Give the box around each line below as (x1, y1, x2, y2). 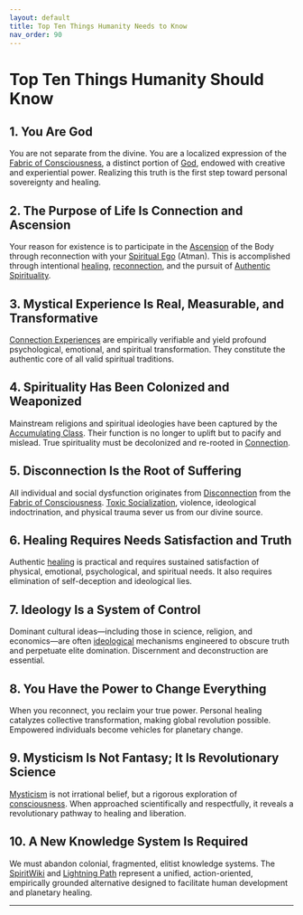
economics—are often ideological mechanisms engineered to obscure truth (9, 636, 290, 646)
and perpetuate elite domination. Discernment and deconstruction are (9, 646, 269, 656)
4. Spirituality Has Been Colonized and (9, 380, 230, 395)
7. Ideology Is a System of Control (9, 602, 201, 618)
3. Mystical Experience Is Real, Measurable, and (9, 296, 285, 312)
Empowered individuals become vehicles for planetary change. (9, 724, 243, 735)
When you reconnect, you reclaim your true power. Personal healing (9, 705, 262, 716)
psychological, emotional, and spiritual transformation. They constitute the (9, 344, 286, 354)
